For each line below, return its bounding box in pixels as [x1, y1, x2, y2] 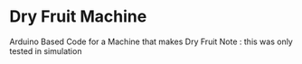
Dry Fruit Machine [9, 6, 147, 27]
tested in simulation [9, 45, 82, 56]
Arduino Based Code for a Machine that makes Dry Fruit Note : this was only [9, 36, 294, 47]
